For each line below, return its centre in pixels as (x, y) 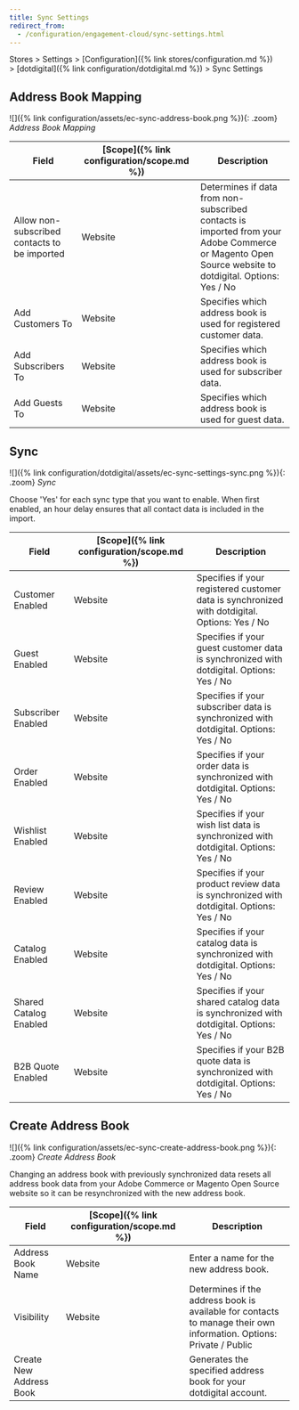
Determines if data (238, 187)
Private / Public (221, 1344)
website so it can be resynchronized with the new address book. (128, 1193)
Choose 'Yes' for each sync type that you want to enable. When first (134, 499)
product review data (238, 884)
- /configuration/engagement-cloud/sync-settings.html (121, 34)
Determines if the (225, 1289)
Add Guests (38, 403)
